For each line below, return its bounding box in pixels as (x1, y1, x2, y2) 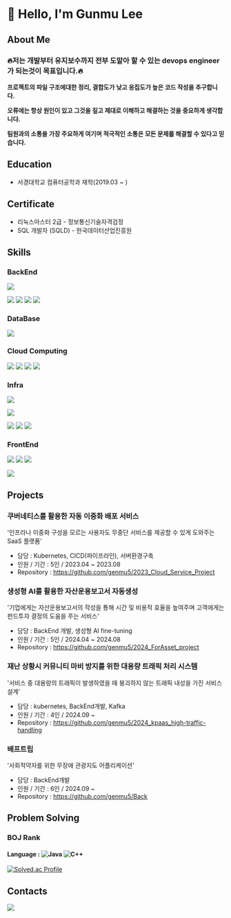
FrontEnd (7, 440, 39, 449)
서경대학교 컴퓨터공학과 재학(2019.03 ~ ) (17, 177, 128, 186)
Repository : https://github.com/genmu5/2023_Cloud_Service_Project (17, 568, 215, 576)
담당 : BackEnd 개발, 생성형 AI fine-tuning (17, 627, 132, 635)
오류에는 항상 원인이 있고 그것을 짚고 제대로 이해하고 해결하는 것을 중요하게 (7, 106, 205, 115)
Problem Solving (7, 812, 80, 824)
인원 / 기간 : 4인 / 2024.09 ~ (17, 710, 95, 719)
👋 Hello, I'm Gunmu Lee (7, 6, 143, 22)
